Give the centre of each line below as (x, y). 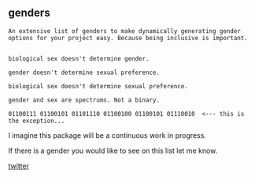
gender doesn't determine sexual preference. (84, 72)
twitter (19, 165)
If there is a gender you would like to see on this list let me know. (113, 150)
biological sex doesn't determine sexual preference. (98, 86)
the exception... (37, 121)
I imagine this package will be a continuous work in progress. (107, 135)
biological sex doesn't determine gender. (79, 58)
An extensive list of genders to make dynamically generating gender (125, 31)
